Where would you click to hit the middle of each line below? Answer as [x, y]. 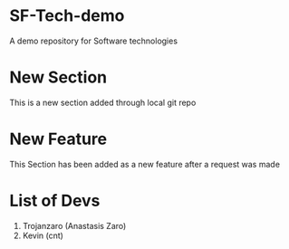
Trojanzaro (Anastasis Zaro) [74, 225]
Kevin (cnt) [43, 235]
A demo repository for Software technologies [94, 41]
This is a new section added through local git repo [103, 102]
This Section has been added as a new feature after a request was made [145, 164]
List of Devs [55, 201]
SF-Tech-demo [67, 16]
